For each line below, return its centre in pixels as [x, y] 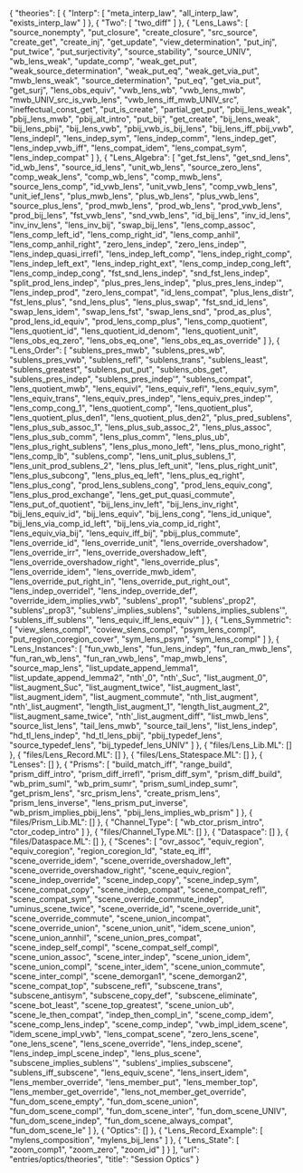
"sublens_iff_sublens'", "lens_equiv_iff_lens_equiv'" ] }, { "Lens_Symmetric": [151, 620]
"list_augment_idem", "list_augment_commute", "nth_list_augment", [134, 697]
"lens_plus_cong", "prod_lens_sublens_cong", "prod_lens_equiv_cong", [141, 485]
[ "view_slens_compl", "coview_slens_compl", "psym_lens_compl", [133, 630]
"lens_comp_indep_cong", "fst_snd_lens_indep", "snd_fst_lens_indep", [140, 273]
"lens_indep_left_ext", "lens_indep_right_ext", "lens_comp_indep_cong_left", [150, 263]
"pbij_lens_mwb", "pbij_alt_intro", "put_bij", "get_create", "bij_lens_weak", [145, 119]
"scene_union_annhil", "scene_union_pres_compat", [105, 938]
